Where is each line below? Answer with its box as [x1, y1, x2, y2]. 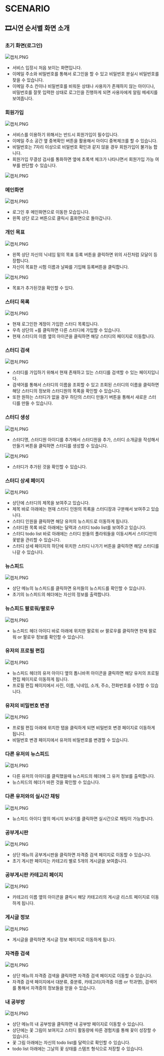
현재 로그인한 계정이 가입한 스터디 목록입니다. [12, 321, 99, 327]
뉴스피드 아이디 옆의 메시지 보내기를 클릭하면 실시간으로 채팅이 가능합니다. [12, 815, 154, 822]
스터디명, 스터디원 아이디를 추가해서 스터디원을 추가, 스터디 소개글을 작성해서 [12, 436, 160, 442]
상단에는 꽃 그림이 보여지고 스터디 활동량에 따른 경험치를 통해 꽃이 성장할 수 [12, 1027, 157, 1033]
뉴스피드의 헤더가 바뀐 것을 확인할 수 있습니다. [12, 779, 101, 785]
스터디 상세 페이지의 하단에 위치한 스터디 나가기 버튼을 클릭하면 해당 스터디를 [12, 543, 160, 549]
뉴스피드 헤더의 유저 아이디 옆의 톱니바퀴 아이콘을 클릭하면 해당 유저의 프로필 [12, 670, 160, 676]
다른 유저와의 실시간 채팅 [5, 793, 60, 800]
